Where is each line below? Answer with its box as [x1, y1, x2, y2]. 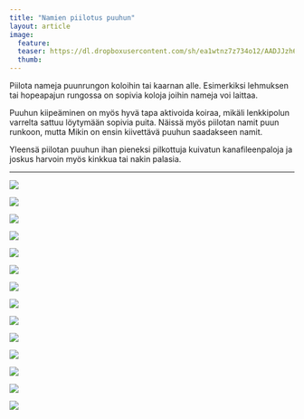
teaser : [17, 47, 47, 56]
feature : [17, 38, 51, 48]
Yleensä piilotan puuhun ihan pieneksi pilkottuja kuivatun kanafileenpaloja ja [9, 144, 292, 155]
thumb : [17, 55, 43, 64]
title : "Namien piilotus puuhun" [9, 13, 136, 23]
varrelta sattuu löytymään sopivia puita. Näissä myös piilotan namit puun [9, 117, 280, 128]
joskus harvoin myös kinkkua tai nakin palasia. [9, 154, 182, 164]
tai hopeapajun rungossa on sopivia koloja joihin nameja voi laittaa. [9, 90, 258, 100]
